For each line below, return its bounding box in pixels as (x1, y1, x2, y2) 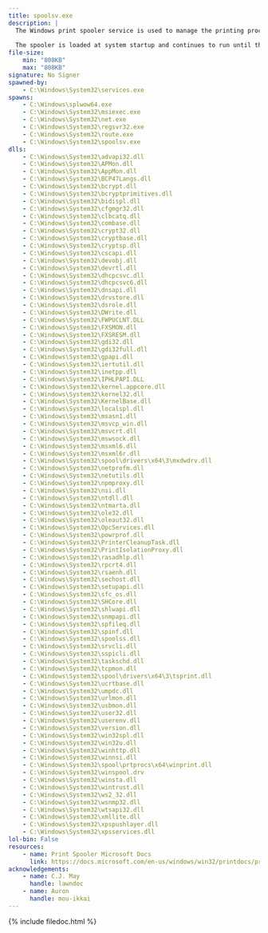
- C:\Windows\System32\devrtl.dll (22, 264, 137, 272)
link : (29, 857, 48, 866)
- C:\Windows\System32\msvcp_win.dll (22, 420, 148, 428)
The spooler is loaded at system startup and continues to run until (15, 42, 251, 49)
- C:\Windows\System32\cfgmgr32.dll (22, 204, 145, 212)
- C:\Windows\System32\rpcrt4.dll (22, 560, 137, 569)
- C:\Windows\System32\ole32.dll (22, 508, 134, 517)
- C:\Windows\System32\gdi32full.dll (22, 346, 148, 354)
